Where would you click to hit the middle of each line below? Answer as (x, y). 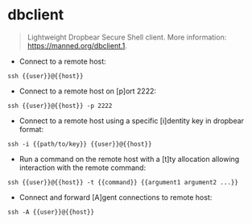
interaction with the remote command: (83, 168)
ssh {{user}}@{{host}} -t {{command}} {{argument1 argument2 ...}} (123, 182)
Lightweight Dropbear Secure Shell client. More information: (127, 37)
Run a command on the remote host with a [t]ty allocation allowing (129, 159)
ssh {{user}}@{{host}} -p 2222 (60, 106)
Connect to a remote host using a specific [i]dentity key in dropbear (132, 120)
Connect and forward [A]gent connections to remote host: (116, 197)
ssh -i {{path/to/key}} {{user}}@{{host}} (80, 144)
